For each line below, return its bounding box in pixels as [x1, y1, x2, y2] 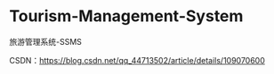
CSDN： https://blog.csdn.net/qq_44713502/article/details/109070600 [9, 55, 265, 65]
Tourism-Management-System [9, 6, 244, 26]
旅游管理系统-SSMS [9, 36, 83, 47]
